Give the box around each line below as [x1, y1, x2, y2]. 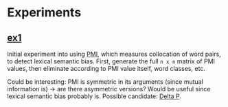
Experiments [7, 5, 82, 20]
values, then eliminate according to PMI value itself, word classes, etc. [7, 65, 206, 72]
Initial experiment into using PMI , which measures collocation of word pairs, [7, 50, 221, 58]
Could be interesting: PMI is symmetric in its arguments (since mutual [7, 78, 204, 86]
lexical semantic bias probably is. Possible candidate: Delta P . [7, 92, 182, 100]
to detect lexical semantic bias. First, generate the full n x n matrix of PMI [7, 57, 215, 65]
